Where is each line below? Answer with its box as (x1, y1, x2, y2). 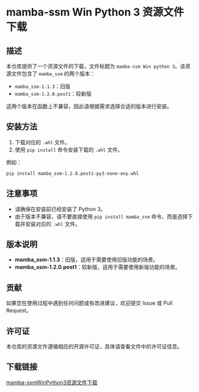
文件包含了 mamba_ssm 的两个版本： (11, 70, 96, 77)
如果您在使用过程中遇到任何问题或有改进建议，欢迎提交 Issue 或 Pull (6, 299, 173, 306)
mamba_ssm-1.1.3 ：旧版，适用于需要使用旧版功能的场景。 (14, 256, 159, 263)
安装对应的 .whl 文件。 (25, 220, 81, 227)
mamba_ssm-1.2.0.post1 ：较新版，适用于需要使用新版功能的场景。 (14, 264, 181, 271)
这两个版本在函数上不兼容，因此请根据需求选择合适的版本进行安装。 (6, 103, 172, 110)
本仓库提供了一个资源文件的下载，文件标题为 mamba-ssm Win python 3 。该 (6, 63, 185, 69)
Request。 (6, 307, 31, 314)
